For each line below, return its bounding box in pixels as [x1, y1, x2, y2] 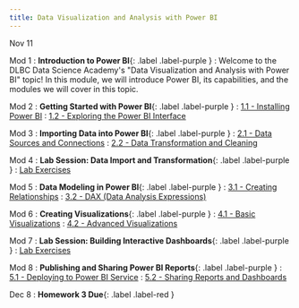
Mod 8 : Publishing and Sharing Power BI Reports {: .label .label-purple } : [9, 261, 283, 273]
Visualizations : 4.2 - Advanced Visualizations [9, 218, 178, 228]
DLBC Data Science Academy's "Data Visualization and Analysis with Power [9, 64, 290, 75]
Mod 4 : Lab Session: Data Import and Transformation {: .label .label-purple [9, 154, 290, 166]
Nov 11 [9, 38, 33, 48]
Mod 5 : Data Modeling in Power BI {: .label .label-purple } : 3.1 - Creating [9, 181, 278, 192]
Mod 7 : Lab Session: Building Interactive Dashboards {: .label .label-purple [9, 235, 289, 246]
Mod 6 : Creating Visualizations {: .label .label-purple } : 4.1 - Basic [9, 208, 256, 219]
